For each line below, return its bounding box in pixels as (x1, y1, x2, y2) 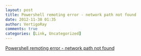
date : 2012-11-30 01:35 (5, 17, 56, 22)
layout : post (5, 7, 33, 13)
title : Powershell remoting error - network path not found (5, 12, 137, 17)
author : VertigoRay (5, 21, 47, 27)
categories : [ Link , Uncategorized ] (5, 31, 82, 36)
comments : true (5, 26, 38, 32)
